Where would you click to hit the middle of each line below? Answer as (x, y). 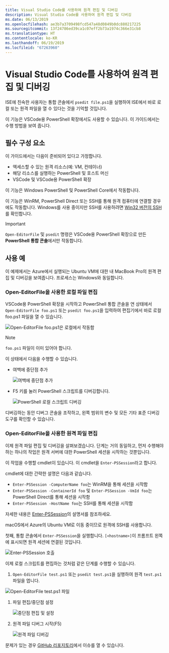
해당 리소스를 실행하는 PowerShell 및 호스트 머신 (61, 173)
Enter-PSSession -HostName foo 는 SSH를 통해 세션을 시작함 (73, 503)
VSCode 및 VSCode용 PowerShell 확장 (52, 179)
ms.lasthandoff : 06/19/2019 (35, 43)
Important (15, 224)
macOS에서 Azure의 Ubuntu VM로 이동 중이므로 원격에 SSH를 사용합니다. (79, 525)
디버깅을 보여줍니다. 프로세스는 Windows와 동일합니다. (70, 278)
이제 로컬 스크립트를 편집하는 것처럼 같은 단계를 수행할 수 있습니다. (70, 563)
